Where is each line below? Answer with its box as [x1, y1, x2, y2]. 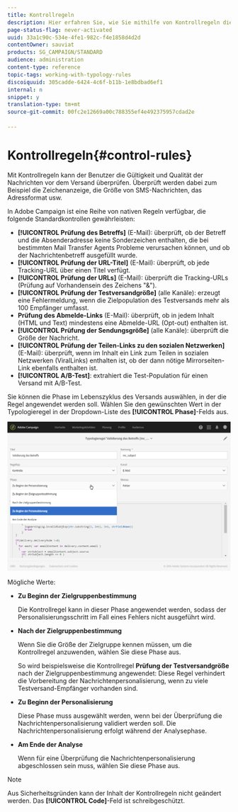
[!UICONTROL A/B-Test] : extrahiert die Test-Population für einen [17, 371, 208, 379]
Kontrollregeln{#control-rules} [7, 147, 193, 164]
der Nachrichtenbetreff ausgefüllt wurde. [17, 251, 138, 259]
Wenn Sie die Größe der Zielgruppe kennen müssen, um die [17, 640, 193, 648]
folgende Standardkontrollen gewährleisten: [7, 215, 136, 223]
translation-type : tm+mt [7, 101, 81, 108]
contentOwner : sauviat [7, 41, 74, 49]
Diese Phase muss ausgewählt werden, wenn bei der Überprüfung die [17, 711, 222, 720]
